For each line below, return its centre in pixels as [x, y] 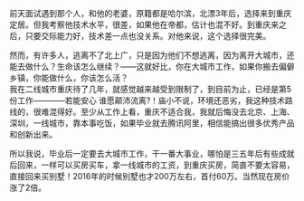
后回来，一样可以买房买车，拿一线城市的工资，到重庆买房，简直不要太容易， [152, 165]
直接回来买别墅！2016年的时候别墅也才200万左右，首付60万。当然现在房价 [150, 176]
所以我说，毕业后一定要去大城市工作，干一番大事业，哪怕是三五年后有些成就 [152, 153]
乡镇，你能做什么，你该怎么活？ [69, 78]
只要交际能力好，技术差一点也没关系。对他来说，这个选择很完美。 [148, 36]
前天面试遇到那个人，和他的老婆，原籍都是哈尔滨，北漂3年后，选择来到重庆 [151, 13]
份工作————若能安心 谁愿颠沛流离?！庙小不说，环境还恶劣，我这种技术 [147, 100]
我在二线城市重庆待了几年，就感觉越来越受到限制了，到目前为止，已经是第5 [151, 89]
